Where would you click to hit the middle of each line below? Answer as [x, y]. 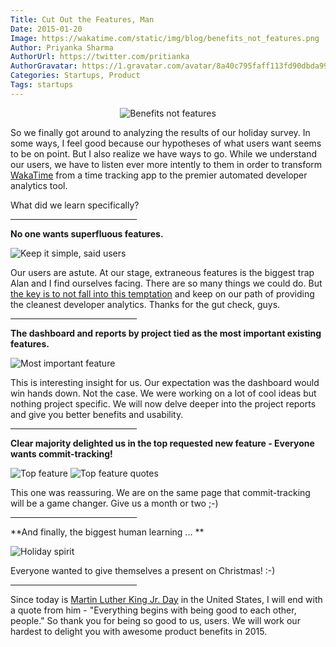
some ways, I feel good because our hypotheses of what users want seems [166, 143]
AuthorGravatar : [44, 66]
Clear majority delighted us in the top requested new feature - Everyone [162, 443]
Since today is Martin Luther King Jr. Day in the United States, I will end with [166, 599]
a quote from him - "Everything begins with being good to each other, [153, 610]
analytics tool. [39, 185]
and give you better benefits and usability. [97, 414]
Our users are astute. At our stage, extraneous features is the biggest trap [162, 272]
